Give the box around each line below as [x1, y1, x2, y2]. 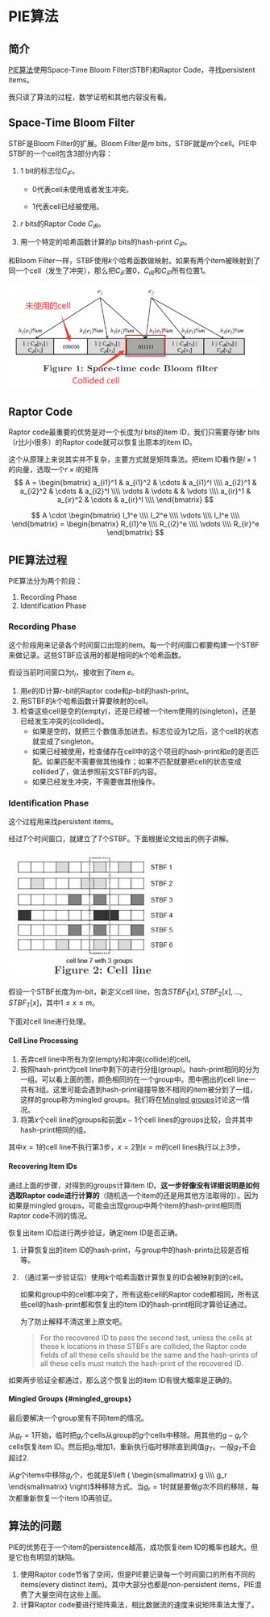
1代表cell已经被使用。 [31, 201, 104, 211]
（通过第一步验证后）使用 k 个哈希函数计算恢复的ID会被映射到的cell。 [19, 1272, 248, 1282]
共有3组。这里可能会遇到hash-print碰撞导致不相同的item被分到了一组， [19, 1085, 258, 1095]
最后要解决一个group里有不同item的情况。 [8, 1413, 149, 1422]
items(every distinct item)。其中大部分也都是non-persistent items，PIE [19, 1579, 255, 1589]
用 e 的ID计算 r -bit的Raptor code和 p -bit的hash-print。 [19, 686, 193, 696]
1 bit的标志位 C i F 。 [19, 165, 79, 178]
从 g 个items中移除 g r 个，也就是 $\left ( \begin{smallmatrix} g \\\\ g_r [8, 1470, 227, 1482]
